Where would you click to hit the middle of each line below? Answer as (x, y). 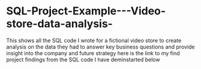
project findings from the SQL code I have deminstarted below (83, 59)
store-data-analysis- (59, 24)
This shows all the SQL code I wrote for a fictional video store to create (94, 40)
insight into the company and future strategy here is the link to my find (93, 53)
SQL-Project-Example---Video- (86, 11)
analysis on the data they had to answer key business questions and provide (100, 47)
